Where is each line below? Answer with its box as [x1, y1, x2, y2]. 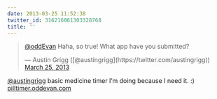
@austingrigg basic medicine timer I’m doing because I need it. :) [7, 77, 195, 85]
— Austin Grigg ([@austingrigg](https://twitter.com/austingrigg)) [24, 56, 210, 64]
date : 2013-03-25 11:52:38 [7, 10, 86, 17]
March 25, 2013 [24, 63, 70, 72]
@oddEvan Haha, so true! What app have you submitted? [24, 43, 190, 51]
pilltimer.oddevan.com [7, 84, 71, 93]
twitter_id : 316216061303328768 [7, 17, 101, 24]
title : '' [7, 23, 36, 30]
